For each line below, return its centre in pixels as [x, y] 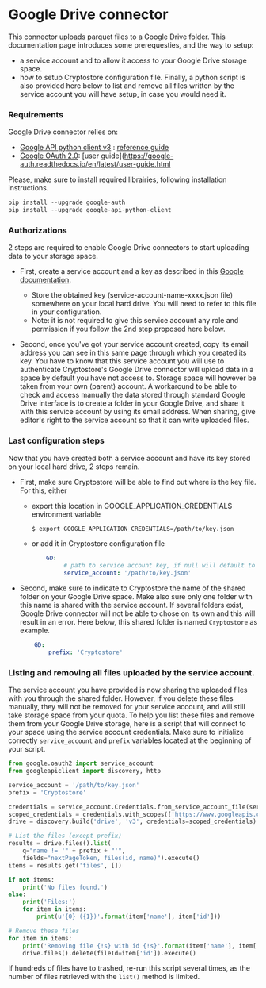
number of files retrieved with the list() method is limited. [104, 977]
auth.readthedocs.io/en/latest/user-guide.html [95, 164]
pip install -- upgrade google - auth [67, 203]
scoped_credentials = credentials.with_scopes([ [90, 814]
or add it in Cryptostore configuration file [98, 544]
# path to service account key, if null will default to [160, 566]
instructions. [28, 188]
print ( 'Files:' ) [49, 902]
